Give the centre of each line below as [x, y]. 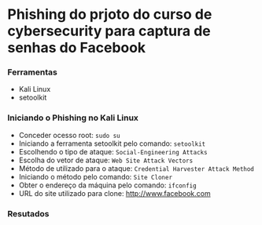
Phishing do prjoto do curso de [110, 15]
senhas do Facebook [77, 48]
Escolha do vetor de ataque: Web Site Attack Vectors [106, 160]
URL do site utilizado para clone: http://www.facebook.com [114, 193]
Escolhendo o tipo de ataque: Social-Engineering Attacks [113, 151]
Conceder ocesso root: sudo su [69, 135]
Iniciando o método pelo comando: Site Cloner [96, 176]
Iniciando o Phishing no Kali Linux [73, 118]
